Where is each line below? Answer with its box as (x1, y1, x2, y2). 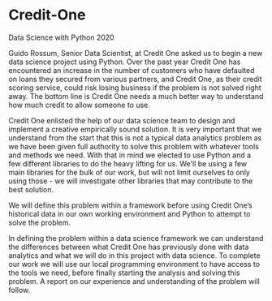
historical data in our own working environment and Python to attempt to (8, 209, 251, 218)
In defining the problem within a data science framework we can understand (8, 233, 264, 243)
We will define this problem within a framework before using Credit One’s (8, 200, 253, 210)
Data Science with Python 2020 (8, 32, 115, 42)
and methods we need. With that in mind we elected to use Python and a (8, 150, 252, 160)
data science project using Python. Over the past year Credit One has (8, 57, 241, 67)
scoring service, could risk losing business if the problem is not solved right (8, 83, 261, 92)
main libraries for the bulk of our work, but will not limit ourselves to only (8, 167, 250, 177)
